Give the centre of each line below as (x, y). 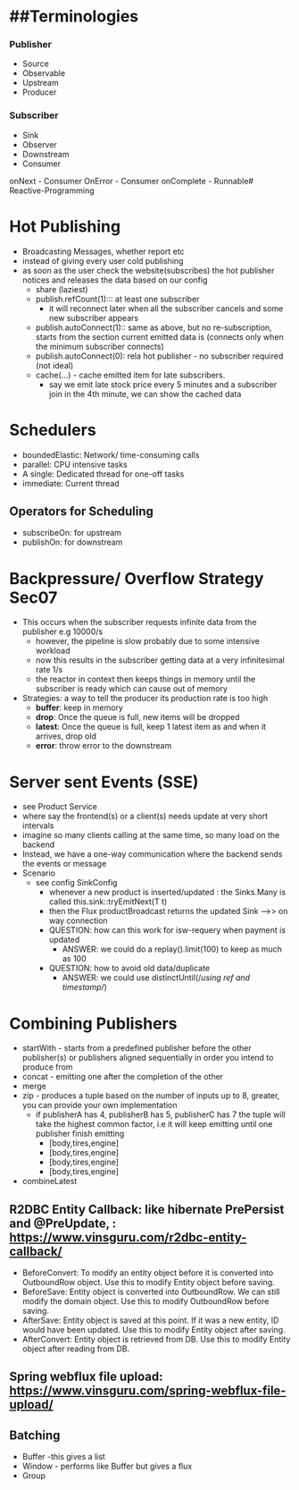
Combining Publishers (93, 1024)
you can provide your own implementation (100, 1105)
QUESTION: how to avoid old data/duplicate (129, 969)
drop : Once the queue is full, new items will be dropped (137, 717)
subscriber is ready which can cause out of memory (131, 689)
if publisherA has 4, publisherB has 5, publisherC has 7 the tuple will (160, 1114)
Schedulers (53, 430)
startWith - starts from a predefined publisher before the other (137, 1048)
